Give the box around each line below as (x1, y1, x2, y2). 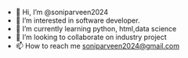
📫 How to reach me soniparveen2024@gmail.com (15, 42, 180, 50)
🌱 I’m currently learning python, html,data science (15, 24, 177, 33)
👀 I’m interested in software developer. (15, 16, 140, 25)
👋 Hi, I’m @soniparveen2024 (15, 8, 108, 16)
